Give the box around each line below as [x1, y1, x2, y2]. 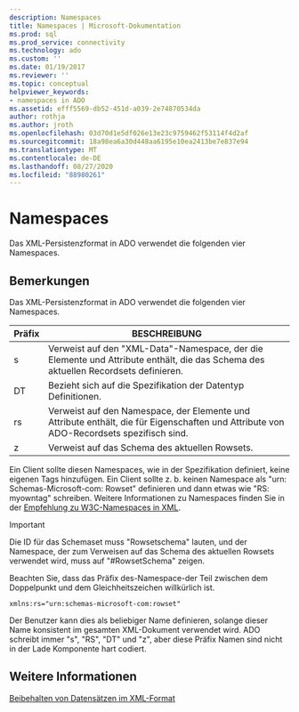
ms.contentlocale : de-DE [9, 153, 101, 163]
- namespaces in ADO [9, 95, 86, 105]
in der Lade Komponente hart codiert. [9, 643, 147, 654]
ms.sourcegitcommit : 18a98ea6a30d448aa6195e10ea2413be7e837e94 [9, 137, 249, 146]
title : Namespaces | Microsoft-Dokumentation [9, 21, 181, 30]
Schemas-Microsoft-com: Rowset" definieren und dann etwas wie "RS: [9, 483, 270, 494]
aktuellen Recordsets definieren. [48, 365, 184, 376]
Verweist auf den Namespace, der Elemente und [48, 405, 251, 417]
